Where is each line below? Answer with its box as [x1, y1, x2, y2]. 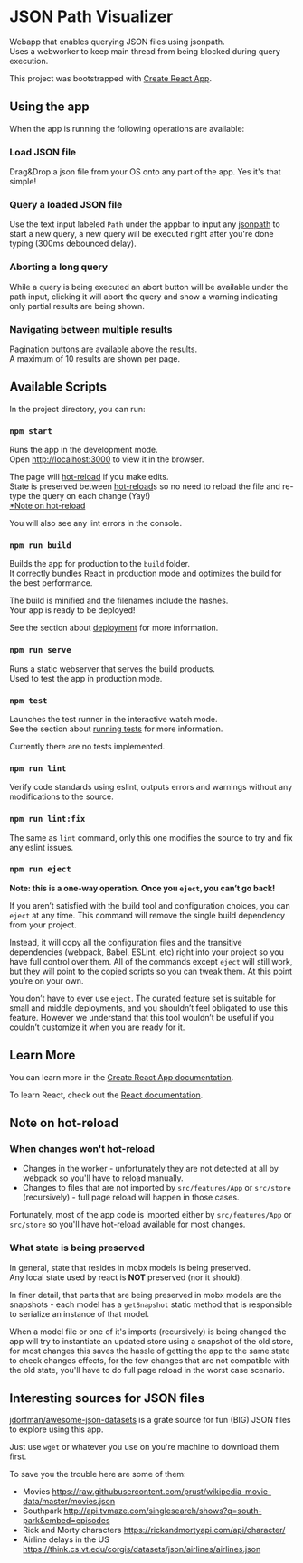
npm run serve [9, 645, 71, 655]
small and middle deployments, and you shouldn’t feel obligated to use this [9, 1002, 288, 1013]
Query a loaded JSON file [9, 198, 123, 211]
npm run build [9, 540, 71, 551]
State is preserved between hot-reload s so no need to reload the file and [9, 481, 280, 492]
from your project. [9, 919, 77, 930]
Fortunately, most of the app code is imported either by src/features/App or [9, 1210, 292, 1220]
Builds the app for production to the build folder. [9, 559, 191, 570]
